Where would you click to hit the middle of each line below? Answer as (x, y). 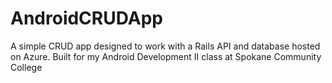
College (26, 67)
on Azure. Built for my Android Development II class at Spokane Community (166, 56)
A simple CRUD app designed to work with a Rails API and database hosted (165, 46)
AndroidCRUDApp (86, 18)
